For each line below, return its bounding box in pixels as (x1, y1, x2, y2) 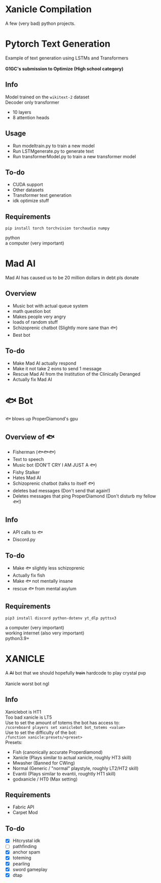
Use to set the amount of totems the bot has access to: (5, 719, 120, 726)
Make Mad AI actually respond (12, 360, 76, 366)
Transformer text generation (12, 192, 72, 198)
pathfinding (12, 843, 37, 850)
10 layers (12, 109, 31, 115)
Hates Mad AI (12, 475, 42, 481)
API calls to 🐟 (12, 529, 43, 536)
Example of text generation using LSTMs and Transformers (5, 55, 129, 61)
